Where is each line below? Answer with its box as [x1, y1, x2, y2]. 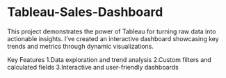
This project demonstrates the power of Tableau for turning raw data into [7, 27, 216, 36]
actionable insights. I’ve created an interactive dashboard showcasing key [7, 34, 219, 42]
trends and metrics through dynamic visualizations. [7, 42, 154, 50]
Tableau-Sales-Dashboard [7, 4, 163, 20]
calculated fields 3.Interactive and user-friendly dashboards [7, 63, 179, 71]
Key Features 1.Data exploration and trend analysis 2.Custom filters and [7, 55, 212, 63]
